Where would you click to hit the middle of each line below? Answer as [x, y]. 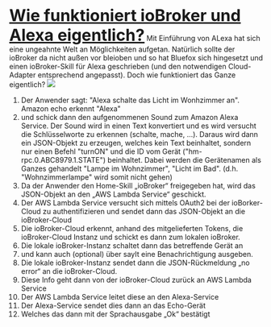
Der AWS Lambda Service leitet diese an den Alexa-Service [120, 297]
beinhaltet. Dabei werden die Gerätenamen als [184, 160]
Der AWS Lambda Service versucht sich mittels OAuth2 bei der [125, 203]
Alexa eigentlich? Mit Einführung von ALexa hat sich [135, 35]
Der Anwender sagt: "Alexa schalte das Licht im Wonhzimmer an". [130, 100]
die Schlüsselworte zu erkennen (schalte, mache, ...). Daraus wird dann [140, 134]
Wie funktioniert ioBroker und [125, 16]
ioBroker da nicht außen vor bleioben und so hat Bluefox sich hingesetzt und [136, 58]
